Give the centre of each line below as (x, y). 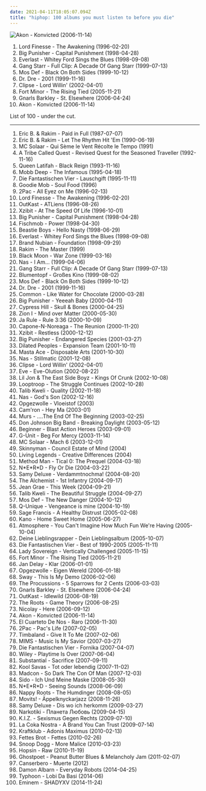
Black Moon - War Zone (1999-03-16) (65, 255)
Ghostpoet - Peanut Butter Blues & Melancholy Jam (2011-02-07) (99, 757)
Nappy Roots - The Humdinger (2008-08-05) (75, 692)
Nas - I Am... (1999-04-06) (52, 262)
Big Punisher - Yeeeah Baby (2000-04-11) (70, 301)
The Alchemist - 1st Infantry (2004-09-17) (70, 480)
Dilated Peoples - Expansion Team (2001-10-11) (77, 345)
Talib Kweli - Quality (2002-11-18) (60, 390)
